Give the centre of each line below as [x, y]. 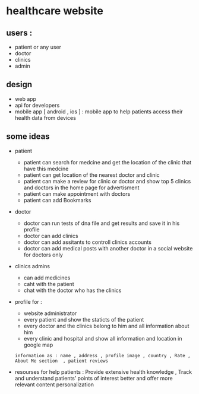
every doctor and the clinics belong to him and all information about [106, 326]
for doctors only [43, 255]
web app [26, 99]
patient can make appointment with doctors [77, 193]
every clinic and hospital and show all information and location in [103, 338]
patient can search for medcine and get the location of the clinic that [108, 162]
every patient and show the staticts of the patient [84, 319]
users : [19, 33]
